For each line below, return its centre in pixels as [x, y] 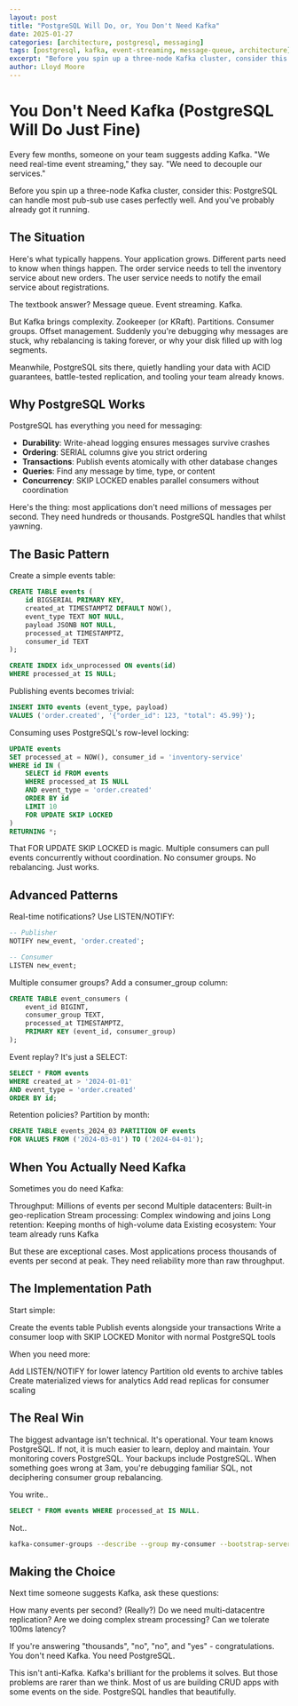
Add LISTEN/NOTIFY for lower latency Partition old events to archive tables [146, 1371]
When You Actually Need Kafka [98, 1167]
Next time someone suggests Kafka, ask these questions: [114, 1593]
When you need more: [50, 1354]
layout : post [33, 17]
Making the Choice [63, 1571]
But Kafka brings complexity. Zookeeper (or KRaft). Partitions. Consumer [142, 322]
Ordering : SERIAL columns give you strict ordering [114, 452]
